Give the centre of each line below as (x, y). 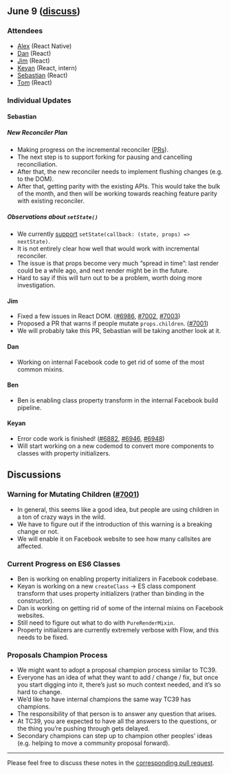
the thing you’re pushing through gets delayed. (83, 729)
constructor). (36, 601)
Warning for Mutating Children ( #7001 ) (73, 495)
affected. (30, 546)
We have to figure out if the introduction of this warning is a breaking (114, 524)
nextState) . (33, 241)
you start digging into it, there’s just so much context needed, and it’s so (119, 685)
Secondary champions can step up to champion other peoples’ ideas (115, 736)
